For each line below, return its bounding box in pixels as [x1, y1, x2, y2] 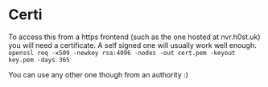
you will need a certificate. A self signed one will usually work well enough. [8, 40, 258, 49]
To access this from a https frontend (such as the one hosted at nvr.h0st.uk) [8, 32, 261, 42]
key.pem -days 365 [8, 56, 70, 64]
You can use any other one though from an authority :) [8, 69, 189, 79]
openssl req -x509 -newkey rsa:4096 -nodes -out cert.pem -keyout [8, 49, 236, 57]
